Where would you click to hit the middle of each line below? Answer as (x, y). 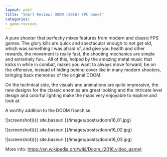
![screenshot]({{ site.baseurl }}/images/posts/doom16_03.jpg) (68, 139)
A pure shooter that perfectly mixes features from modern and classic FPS (82, 38)
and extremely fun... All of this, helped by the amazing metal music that (79, 59)
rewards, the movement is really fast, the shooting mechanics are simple (80, 54)
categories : (18, 19)
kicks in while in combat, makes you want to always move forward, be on (81, 64)
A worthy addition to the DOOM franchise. (48, 110)
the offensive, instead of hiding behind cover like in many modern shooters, (83, 70)
